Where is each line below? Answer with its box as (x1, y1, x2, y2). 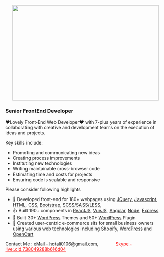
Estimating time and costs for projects (12, 171, 93, 178)
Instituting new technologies (12, 160, 72, 166)
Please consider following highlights (5, 186, 81, 193)
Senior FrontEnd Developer (5, 107, 74, 115)
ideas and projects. (5, 130, 46, 136)
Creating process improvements (12, 155, 80, 161)
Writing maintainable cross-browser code (12, 166, 100, 172)
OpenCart (12, 231, 34, 237)
